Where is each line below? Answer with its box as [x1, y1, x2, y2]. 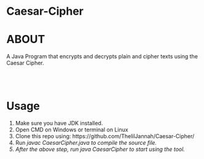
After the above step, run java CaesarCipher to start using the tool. [15, 145, 186, 153]
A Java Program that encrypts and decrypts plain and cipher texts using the [6, 53, 198, 60]
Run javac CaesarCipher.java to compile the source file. [15, 139, 157, 147]
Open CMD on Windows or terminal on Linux [15, 126, 128, 133]
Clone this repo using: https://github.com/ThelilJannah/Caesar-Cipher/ [15, 133, 195, 140]
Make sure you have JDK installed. [15, 120, 103, 127]
